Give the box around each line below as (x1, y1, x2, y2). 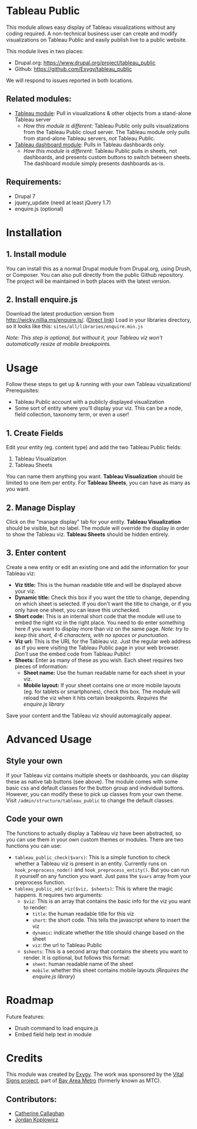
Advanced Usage (6, 732, 92, 746)
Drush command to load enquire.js (14, 1024, 99, 1032)
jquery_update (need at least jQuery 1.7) (14, 199, 112, 206)
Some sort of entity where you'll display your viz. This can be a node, (14, 404, 183, 412)
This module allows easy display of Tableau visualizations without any (6, 24, 176, 31)
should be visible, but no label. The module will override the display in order (6, 524, 189, 531)
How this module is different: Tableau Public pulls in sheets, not (23, 147, 178, 154)
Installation (6, 226, 62, 239)
